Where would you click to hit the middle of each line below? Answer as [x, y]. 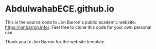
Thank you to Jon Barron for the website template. [55, 41]
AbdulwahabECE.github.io [60, 9]
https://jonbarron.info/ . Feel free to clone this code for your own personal [78, 27]
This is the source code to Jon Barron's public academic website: [70, 22]
